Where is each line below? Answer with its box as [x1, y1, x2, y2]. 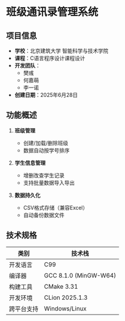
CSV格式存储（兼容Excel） [23, 204, 88, 211]
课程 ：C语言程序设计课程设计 [14, 55, 86, 62]
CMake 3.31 [44, 282, 78, 290]
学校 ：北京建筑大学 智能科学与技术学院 [14, 48, 109, 54]
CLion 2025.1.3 [44, 293, 88, 302]
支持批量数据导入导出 [23, 179, 75, 186]
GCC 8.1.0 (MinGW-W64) [44, 271, 116, 279]
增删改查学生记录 [23, 172, 65, 179]
